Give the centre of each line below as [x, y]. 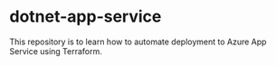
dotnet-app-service [86, 17]
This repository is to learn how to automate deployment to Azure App [138, 42]
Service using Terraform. [56, 51]
